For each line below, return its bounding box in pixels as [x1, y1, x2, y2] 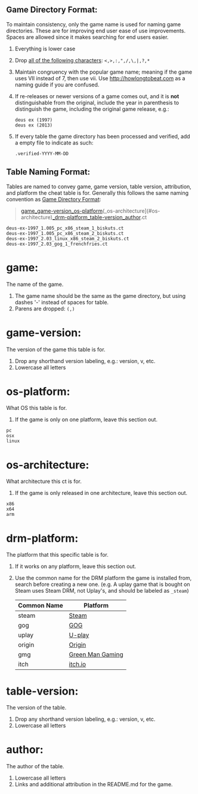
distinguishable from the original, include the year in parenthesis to [14, 99, 180, 106]
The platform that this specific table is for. [6, 551, 109, 558]
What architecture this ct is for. [6, 478, 82, 485]
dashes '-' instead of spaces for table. [14, 298, 109, 306]
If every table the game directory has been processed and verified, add [14, 132, 190, 140]
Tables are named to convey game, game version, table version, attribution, [6, 183, 192, 190]
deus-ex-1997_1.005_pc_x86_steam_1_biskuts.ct [6, 225, 124, 231]
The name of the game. [6, 280, 64, 288]
